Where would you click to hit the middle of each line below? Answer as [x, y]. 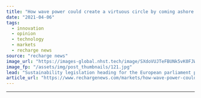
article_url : [22, 78]
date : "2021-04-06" [31, 17]
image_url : [20, 61]
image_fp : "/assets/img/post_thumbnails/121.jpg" [69, 67]
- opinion [24, 34]
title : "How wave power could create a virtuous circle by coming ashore [100, 12]
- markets [24, 45]
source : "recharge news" [37, 56]
